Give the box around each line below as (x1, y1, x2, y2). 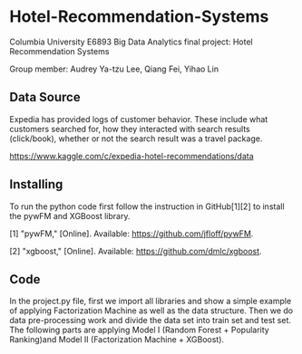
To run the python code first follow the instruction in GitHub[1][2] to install (9, 201, 285, 212)
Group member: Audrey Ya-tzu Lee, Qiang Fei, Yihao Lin (9, 63, 219, 74)
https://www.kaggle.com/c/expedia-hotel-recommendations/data (9, 150, 254, 161)
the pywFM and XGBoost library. (9, 210, 131, 221)
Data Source (9, 90, 81, 105)
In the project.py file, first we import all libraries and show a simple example (9, 296, 292, 307)
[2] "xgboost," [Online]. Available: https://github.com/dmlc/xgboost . (9, 245, 262, 256)
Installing (9, 177, 63, 192)
